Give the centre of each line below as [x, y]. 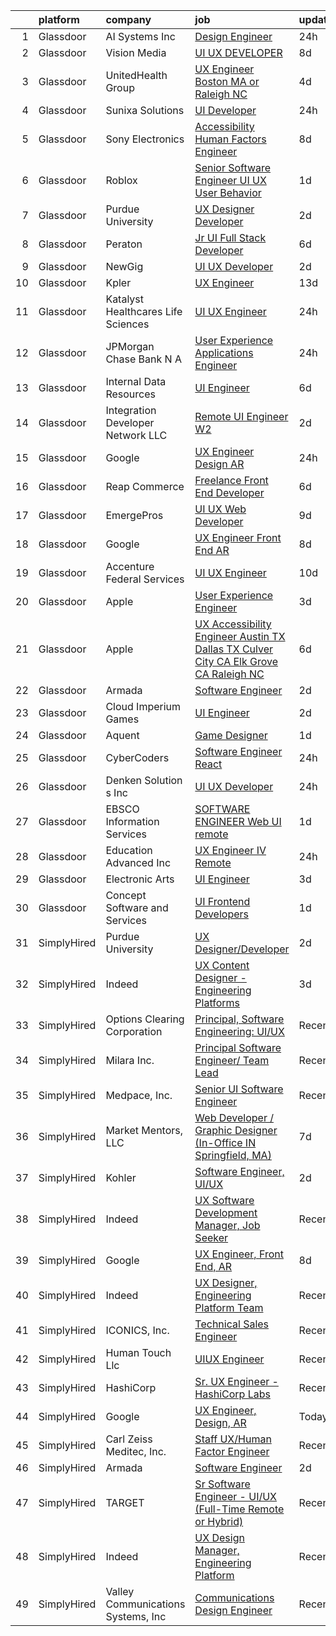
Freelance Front [231, 480]
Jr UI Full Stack [230, 237]
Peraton [124, 244]
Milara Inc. [130, 1060]
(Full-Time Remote [239, 1509]
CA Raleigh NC [229, 674]
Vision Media [136, 52]
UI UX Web [220, 509]
